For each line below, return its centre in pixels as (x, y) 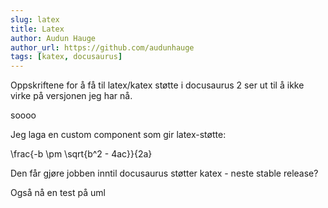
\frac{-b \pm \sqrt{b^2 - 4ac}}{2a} (81, 154)
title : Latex (37, 29)
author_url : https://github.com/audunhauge (102, 47)
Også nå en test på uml (58, 193)
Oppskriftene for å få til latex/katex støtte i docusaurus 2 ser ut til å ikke (157, 85)
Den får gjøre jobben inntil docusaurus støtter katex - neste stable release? (164, 173)
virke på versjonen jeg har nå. (71, 96)
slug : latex (35, 19)
